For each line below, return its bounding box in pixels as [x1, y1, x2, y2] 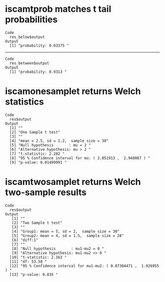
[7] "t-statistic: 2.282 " [9, 151, 65, 156]
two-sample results [5, 187, 87, 198]
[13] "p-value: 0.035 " [9, 272, 58, 277]
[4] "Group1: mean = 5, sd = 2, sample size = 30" [11, 229, 120, 234]
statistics [5, 96, 44, 107]
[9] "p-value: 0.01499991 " [9, 160, 67, 165]
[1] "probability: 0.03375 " [9, 43, 69, 48]
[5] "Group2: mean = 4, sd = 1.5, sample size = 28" [11, 233, 124, 238]
